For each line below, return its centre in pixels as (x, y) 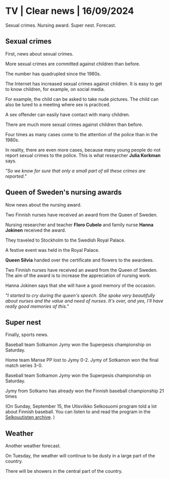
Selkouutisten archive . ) (30, 417)
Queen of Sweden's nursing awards (64, 192)
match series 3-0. (24, 365)
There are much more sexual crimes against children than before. (74, 124)
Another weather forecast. (33, 446)
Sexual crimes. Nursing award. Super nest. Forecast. (61, 25)
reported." (16, 176)
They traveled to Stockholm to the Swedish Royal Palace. (65, 240)
